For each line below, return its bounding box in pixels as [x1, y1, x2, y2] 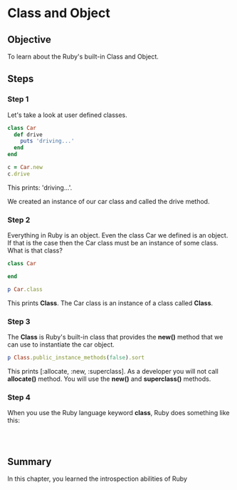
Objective [7, 34, 52, 46]
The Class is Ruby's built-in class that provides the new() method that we [7, 333, 223, 342]
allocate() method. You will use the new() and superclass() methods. [7, 374, 211, 383]
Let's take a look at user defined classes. [7, 111, 128, 119]
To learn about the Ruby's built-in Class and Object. [7, 52, 159, 61]
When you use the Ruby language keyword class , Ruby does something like [7, 409, 230, 417]
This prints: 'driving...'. [7, 183, 73, 192]
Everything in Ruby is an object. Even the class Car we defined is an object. [7, 231, 228, 240]
